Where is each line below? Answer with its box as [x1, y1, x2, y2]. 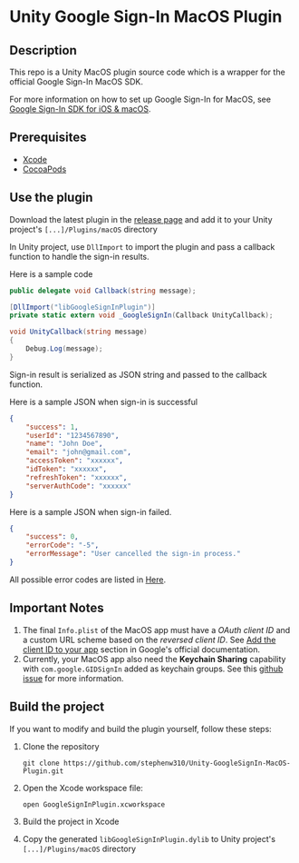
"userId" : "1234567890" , [25, 431, 120, 440]
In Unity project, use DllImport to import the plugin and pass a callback [9, 241, 275, 252]
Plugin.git [22, 766, 64, 776]
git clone [22, 759, 61, 768]
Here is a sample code [9, 268, 93, 279]
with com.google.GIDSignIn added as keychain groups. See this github [22, 663, 284, 674]
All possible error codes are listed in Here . [9, 574, 167, 585]
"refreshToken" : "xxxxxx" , [25, 472, 128, 482]
